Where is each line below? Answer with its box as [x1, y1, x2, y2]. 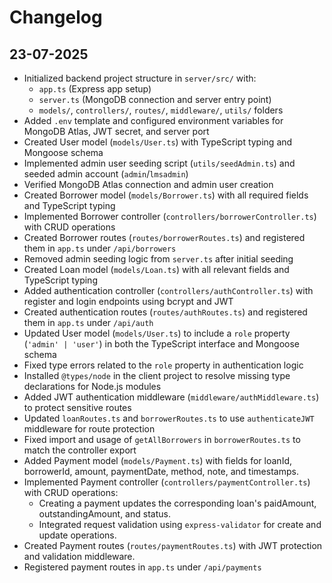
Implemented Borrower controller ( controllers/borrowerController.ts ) [23, 211, 317, 222]
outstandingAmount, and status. [38, 508, 171, 520]
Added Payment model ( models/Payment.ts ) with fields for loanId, [23, 455, 292, 466]
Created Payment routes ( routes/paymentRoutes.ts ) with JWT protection [23, 540, 323, 551]
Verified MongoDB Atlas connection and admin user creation [23, 179, 274, 190]
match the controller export [23, 444, 137, 456]
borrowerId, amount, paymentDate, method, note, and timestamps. [23, 466, 299, 477]
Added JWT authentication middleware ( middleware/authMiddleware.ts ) [23, 391, 320, 403]
